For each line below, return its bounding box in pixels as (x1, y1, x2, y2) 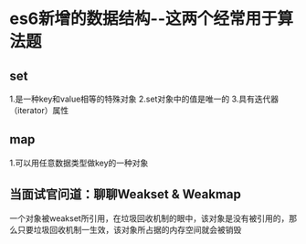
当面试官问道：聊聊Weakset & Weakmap (9, 186, 242, 202)
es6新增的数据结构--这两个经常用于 (9, 8, 278, 29)
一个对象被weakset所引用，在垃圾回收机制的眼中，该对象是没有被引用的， (9, 212, 290, 224)
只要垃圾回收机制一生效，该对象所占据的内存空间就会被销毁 (16, 224, 242, 235)
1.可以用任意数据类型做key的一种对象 (9, 157, 149, 168)
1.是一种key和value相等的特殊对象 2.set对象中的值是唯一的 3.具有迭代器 (9, 93, 280, 104)
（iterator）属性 (9, 105, 69, 115)
